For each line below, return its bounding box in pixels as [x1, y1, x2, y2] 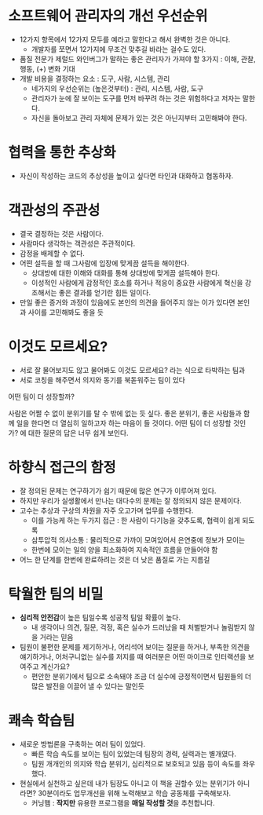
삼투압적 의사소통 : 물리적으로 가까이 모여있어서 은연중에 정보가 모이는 [31, 535, 246, 544]
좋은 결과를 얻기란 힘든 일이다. [58, 287, 152, 297]
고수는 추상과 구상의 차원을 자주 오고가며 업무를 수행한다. [19, 506, 194, 515]
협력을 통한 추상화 [8, 144, 116, 162]
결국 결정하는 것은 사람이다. [19, 228, 104, 238]
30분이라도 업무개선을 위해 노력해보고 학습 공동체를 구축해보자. [38, 788, 232, 798]
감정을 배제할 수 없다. [19, 248, 85, 258]
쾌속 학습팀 [8, 711, 75, 729]
